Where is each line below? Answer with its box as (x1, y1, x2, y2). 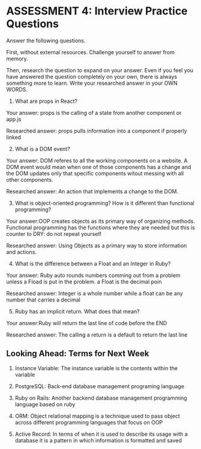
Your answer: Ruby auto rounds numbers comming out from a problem (6, 271, 181, 279)
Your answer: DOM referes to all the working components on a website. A (6, 156, 188, 164)
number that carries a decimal (6, 296, 81, 303)
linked (6, 134, 22, 141)
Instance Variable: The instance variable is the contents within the (14, 364, 178, 371)
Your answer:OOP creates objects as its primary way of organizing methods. (6, 217, 195, 224)
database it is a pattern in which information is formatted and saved (14, 436, 182, 444)
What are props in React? (14, 98, 78, 105)
